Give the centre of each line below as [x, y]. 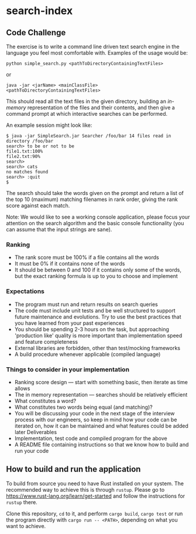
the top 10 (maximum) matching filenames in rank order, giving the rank [92, 199]
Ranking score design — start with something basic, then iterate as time [101, 382]
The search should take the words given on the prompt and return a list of [95, 193]
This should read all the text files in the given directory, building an [86, 101]
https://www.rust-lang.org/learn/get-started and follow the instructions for [96, 496]
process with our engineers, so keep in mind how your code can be [96, 419]
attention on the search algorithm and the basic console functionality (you [95, 223]
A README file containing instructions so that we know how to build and [102, 444]
